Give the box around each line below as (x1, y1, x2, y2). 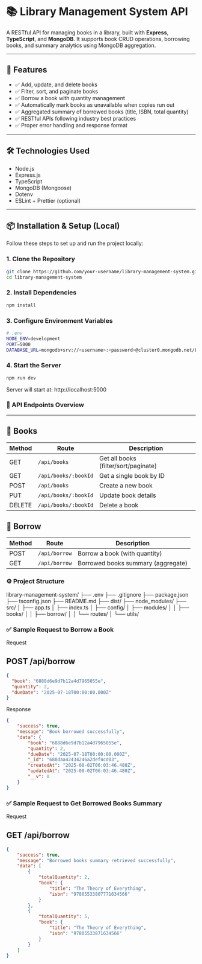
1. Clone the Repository (6, 255, 75, 263)
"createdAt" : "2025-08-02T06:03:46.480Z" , (28, 763, 136, 769)
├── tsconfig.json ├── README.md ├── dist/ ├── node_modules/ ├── (6, 597, 187, 604)
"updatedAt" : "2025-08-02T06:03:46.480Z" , (28, 768, 136, 774)
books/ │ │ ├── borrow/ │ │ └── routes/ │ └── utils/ (6, 610, 139, 617)
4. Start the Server (6, 361, 61, 370)
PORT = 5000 (6, 341, 31, 347)
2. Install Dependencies (6, 288, 77, 297)
